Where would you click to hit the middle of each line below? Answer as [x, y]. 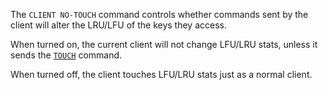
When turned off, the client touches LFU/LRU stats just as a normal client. [161, 74]
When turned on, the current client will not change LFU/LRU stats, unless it [164, 44]
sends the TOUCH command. [66, 55]
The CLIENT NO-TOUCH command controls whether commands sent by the [159, 14]
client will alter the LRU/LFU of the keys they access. [118, 25]
